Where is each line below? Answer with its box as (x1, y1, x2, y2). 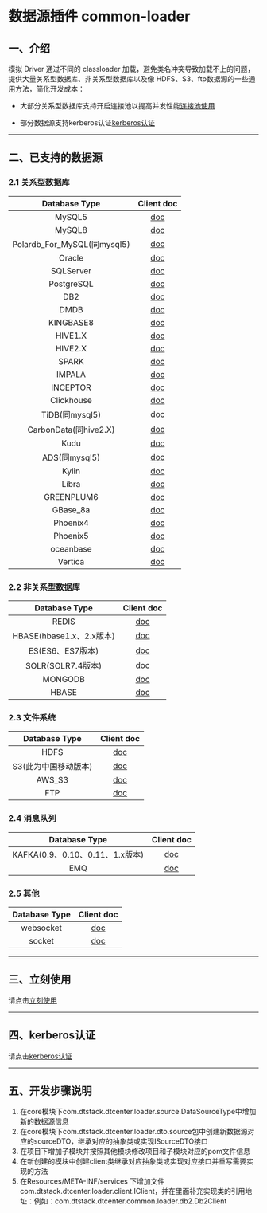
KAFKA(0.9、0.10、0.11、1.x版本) (12, 849, 145, 860)
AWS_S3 (36, 775, 69, 786)
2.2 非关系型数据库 (8, 581, 81, 592)
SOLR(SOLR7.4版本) (25, 660, 103, 671)
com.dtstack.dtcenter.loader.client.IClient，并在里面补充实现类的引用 (19, 1187, 246, 1196)
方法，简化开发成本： (14, 84, 85, 93)
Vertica (57, 555, 85, 567)
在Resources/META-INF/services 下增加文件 (19, 1176, 165, 1186)
